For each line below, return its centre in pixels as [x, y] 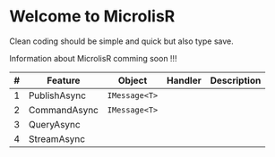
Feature [64, 80]
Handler [184, 80]
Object [133, 80]
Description [236, 80]
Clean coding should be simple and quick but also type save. [122, 41]
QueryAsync [54, 124]
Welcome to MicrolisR [92, 17]
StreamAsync [57, 138]
